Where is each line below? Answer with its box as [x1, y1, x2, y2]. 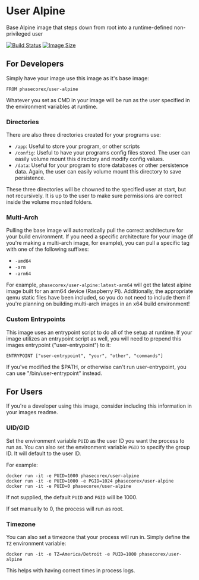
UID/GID [6, 424, 30, 432]
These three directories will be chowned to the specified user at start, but [6, 186, 186, 193]
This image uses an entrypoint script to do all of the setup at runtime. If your [6, 329, 192, 336]
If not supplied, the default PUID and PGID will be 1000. [6, 493, 138, 500]
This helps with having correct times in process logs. [6, 567, 135, 574]
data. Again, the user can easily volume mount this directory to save [14, 168, 182, 175]
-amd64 [14, 259, 31, 264]
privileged [6, 30, 31, 37]
